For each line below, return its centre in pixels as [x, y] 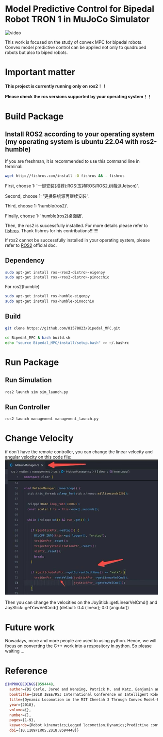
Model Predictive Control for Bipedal [80, 9]
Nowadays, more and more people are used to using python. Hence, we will [81, 641]
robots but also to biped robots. [36, 52]
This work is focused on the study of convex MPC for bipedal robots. [74, 42]
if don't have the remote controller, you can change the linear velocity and [79, 452]
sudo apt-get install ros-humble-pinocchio [50, 301]
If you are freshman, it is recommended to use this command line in [72, 161]
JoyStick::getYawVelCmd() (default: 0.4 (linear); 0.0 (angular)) [67, 608]
